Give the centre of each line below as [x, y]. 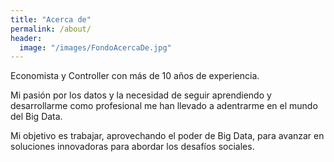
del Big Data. [36, 117]
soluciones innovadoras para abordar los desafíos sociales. [132, 147]
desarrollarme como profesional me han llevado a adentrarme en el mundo [164, 106]
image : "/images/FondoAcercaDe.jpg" [95, 47]
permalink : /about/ [51, 29]
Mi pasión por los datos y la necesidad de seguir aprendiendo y [141, 95]
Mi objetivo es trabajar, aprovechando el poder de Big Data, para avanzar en [167, 136]
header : [26, 38]
